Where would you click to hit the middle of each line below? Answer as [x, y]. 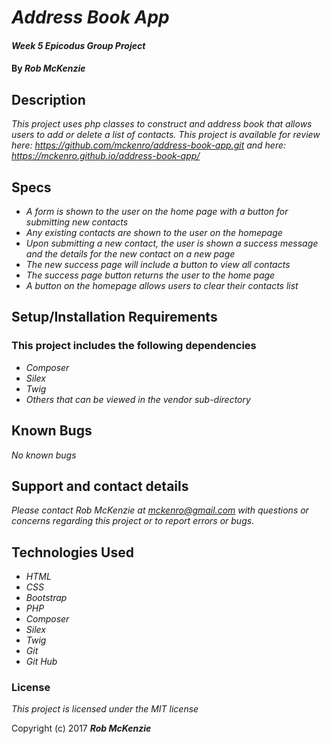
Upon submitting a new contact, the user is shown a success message [172, 243]
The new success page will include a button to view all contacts [158, 264]
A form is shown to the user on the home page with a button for [157, 211]
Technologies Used [72, 552]
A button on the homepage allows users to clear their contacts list [162, 285]
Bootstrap [46, 598]
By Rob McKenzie [48, 68]
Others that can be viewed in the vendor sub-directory [138, 399]
